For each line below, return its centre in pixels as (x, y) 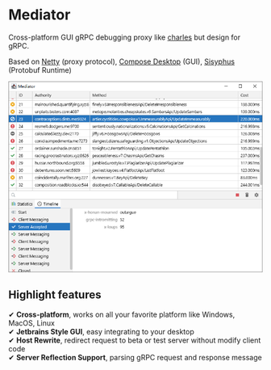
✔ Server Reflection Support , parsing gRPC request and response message (135, 357)
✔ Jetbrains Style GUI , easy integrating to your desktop (102, 331)
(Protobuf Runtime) (40, 69)
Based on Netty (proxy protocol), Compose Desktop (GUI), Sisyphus (122, 61)
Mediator (40, 15)
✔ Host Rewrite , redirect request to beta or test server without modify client (135, 340)
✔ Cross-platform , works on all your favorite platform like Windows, (122, 314)
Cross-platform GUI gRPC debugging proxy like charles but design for (125, 37)
